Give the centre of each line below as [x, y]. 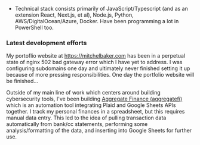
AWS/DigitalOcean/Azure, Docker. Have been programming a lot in [97, 21]
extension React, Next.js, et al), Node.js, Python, [74, 15]
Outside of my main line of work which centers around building [84, 93]
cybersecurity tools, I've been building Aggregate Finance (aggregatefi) [94, 99]
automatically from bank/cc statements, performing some [77, 124]
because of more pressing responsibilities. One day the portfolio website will [100, 75]
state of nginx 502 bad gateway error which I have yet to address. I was [94, 62]
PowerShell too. [34, 27]
